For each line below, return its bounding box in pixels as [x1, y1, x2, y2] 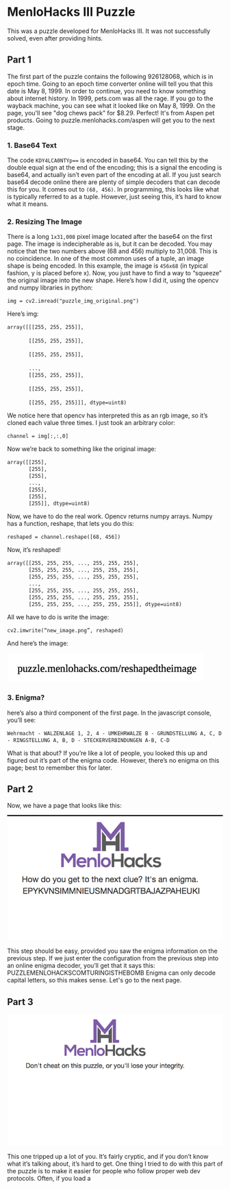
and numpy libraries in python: [7, 284, 93, 292]
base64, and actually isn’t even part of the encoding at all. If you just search [7, 171, 221, 179]
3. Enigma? [7, 693, 45, 702]
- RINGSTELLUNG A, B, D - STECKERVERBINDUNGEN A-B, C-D [7, 737, 170, 743]
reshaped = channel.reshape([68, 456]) [7, 533, 121, 541]
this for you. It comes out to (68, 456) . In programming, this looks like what [7, 185, 219, 194]
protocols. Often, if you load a [7, 1174, 91, 1182]
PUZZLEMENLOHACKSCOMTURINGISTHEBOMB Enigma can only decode [7, 969, 216, 977]
